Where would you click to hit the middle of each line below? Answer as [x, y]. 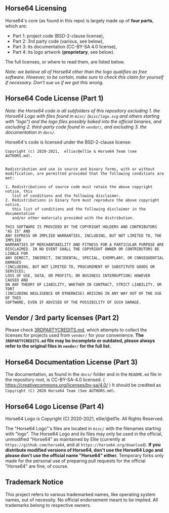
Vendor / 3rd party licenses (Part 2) [62, 318]
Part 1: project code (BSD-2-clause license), [58, 36]
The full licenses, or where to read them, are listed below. [65, 62]
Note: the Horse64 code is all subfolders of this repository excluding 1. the [83, 111]
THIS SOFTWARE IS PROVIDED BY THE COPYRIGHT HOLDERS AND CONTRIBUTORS [81, 227]
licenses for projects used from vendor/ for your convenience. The [75, 335]
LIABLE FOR [17, 253]
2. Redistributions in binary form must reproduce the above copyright [82, 200]
